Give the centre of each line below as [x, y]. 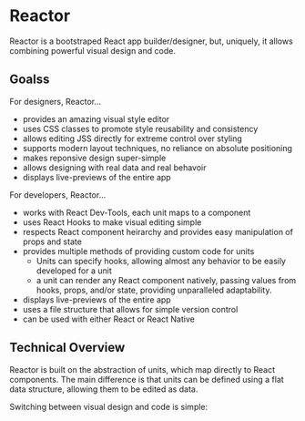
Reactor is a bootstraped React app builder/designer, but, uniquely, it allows [151, 41]
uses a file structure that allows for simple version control [130, 309]
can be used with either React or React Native [109, 319]
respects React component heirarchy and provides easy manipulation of [158, 231]
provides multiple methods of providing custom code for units [138, 251]
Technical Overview [67, 348]
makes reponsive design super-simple [94, 158]
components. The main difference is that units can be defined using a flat [147, 379]
